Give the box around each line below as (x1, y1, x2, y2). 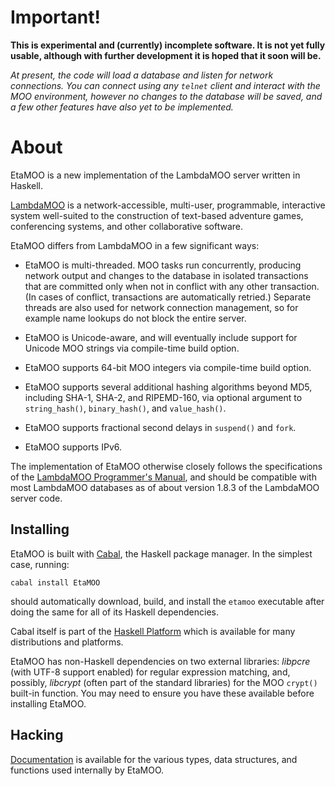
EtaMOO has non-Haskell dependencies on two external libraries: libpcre (10, 655, 311, 667)
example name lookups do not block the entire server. (24, 312, 247, 324)
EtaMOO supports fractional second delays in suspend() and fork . (24, 421, 297, 433)
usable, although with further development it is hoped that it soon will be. (10, 49, 322, 61)
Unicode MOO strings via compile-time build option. (24, 342, 240, 354)
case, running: (10, 558, 70, 570)
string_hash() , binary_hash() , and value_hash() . (24, 402, 227, 414)
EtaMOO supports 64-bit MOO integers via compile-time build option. (24, 361, 312, 373)
